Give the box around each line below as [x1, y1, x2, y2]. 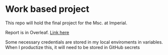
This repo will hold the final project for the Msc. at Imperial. [5, 20, 127, 26]
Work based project [5, 3, 90, 15]
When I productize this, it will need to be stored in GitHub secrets [5, 44, 140, 50]
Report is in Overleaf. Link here [5, 29, 69, 35]
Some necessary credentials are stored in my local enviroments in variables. [5, 39, 163, 45]
